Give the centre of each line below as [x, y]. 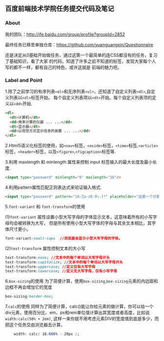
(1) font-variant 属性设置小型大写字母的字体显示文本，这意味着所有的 [75, 217]
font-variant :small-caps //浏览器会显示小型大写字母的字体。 [64, 238]
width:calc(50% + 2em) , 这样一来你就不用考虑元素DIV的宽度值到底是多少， [80, 319]
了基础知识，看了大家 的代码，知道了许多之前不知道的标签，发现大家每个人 [81, 61]
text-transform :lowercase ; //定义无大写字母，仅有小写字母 [61, 271]
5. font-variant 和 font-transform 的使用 [45, 206]
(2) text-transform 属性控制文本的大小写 [45, 248]
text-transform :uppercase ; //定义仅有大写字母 [50, 267]
